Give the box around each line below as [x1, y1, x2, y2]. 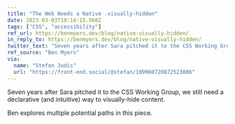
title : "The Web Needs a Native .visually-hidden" [7, 10, 158, 17]
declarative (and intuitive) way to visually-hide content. [7, 95, 166, 103]
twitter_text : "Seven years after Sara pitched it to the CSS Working [7, 42, 218, 49]
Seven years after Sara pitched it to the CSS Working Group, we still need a [7, 88, 224, 96]
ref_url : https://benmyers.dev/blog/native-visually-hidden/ [7, 29, 190, 37]
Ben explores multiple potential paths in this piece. [7, 109, 152, 117]
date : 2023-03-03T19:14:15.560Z [7, 17, 101, 24]
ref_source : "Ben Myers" [7, 49, 80, 56]
